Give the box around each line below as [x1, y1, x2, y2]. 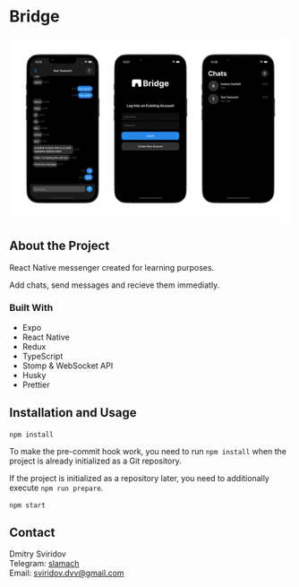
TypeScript [21, 350, 64, 361]
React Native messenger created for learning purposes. [9, 262, 215, 272]
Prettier [21, 379, 50, 390]
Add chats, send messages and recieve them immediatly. [9, 280, 220, 290]
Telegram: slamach [9, 558, 80, 569]
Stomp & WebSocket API [21, 360, 114, 371]
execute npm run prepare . [9, 482, 104, 493]
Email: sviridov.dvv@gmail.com [9, 567, 124, 579]
